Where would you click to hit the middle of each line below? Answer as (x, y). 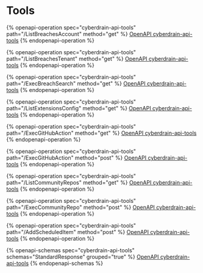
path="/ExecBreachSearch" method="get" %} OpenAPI (76, 83)
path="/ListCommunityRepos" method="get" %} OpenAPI (79, 182)
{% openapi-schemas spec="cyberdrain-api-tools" (71, 250)
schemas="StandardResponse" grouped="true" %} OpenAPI (83, 257)
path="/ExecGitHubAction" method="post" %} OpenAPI (77, 158)
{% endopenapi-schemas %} (67, 263)
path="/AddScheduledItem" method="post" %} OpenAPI (78, 232)
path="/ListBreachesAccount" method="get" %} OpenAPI (79, 34)
